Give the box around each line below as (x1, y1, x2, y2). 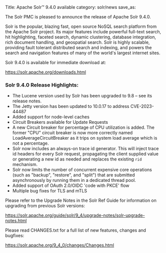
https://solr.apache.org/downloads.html (5, 69, 86, 75)
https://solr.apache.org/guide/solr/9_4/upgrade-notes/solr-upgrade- (5, 212, 145, 218)
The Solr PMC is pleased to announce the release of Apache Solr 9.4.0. (5, 14, 151, 19)
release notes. (12, 98, 42, 104)
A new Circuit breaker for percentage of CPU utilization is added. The (12, 124, 155, 131)
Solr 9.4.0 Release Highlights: (5, 82, 79, 88)
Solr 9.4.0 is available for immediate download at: (5, 60, 106, 65)
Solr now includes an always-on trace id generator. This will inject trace (12, 146, 159, 152)
